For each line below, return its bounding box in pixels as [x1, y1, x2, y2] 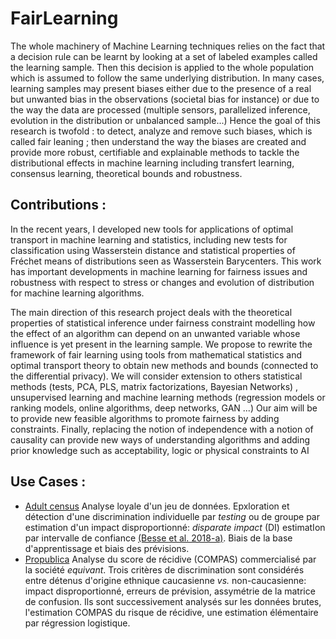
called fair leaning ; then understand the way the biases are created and [10, 135, 307, 147]
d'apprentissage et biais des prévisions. [24, 542, 190, 554]
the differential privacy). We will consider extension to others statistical [10, 370, 303, 382]
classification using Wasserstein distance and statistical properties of [10, 244, 296, 256]
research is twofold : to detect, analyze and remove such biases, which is [10, 125, 313, 137]
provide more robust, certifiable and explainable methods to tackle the [10, 146, 300, 158]
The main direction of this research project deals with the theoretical [10, 306, 293, 318]
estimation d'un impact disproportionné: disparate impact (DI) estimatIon [24, 521, 326, 533]
